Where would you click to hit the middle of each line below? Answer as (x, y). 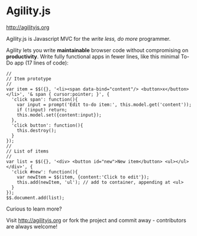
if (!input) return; (42, 110)
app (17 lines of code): (42, 63)
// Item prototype (29, 79)
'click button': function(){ (47, 125)
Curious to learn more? (34, 209)
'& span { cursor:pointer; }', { (69, 94)
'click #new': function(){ (45, 172)
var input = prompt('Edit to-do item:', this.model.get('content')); (104, 105)
